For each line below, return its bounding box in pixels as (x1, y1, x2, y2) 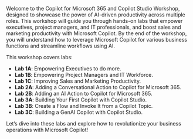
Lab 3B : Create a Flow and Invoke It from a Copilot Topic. (14, 103, 153, 109)
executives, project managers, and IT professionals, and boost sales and (6, 23, 181, 30)
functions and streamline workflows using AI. (6, 42, 116, 49)
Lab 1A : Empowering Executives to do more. (14, 65, 121, 72)
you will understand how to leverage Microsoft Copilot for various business (6, 36, 188, 43)
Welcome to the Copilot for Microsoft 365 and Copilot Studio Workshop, (6, 5, 180, 12)
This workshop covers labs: (6, 54, 73, 60)
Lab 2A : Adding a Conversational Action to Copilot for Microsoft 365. (14, 84, 181, 90)
